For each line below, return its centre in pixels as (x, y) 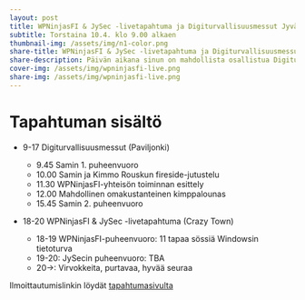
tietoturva (54, 248)
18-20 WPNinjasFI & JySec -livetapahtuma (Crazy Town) (128, 221)
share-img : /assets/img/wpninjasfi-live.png (95, 77)
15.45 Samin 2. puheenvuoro (89, 203)
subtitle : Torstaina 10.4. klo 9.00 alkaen (93, 35)
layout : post (34, 18)
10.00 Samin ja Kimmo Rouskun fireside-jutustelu (128, 175)
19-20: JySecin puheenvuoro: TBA (100, 258)
